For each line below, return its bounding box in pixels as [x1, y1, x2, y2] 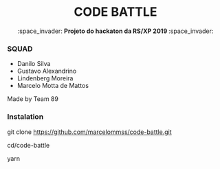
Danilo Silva [16, 60, 51, 68]
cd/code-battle [7, 141, 50, 149]
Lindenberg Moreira [16, 74, 74, 82]
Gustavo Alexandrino [16, 67, 77, 76]
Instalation [7, 112, 44, 122]
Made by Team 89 [7, 95, 58, 103]
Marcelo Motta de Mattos [16, 82, 89, 90]
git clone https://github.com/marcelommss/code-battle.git [7, 128, 172, 136]
